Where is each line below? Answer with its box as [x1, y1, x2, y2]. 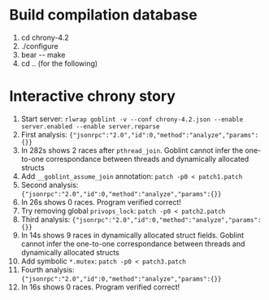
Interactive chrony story [9, 87, 176, 106]
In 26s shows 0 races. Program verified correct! [20, 197, 182, 207]
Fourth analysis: [20, 264, 75, 274]
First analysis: [20, 129, 68, 139]
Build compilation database [9, 6, 197, 24]
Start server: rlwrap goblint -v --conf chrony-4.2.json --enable [20, 114, 244, 124]
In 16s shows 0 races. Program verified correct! [20, 282, 180, 292]
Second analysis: [20, 180, 79, 189]
